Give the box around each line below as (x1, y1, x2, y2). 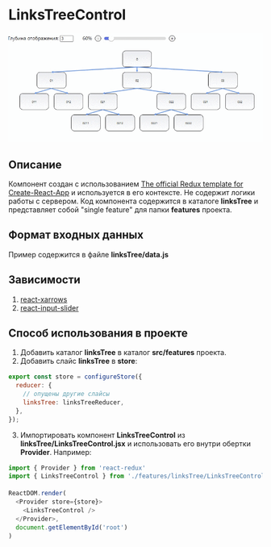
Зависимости (8, 273, 81, 287)
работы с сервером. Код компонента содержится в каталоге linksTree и (8, 196, 259, 206)
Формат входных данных (8, 228, 144, 242)
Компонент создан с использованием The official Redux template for (8, 179, 244, 189)
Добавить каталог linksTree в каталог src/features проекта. (19, 348, 227, 357)
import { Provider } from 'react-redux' (8, 464, 147, 472)
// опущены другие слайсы (23, 390, 110, 399)
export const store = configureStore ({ (8, 373, 143, 381)
